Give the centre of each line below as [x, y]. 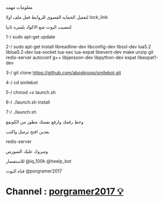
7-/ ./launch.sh [21, 112]
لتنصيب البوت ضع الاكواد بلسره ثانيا [39, 27]
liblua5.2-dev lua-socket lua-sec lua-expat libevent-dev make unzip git [80, 52]
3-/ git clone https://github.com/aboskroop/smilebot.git [63, 73]
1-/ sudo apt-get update [31, 37]
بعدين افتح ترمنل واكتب [28, 132]
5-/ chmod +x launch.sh [31, 92]
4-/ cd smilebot [22, 82]
